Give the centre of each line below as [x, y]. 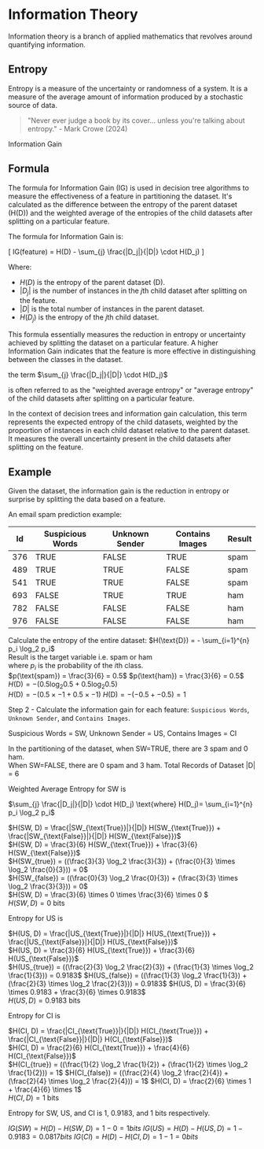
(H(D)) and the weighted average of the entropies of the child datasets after [130, 212]
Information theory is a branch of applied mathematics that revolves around [130, 36]
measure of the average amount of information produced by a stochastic [126, 97]
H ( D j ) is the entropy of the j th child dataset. [89, 318]
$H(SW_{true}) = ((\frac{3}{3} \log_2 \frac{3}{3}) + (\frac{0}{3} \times [122, 861]
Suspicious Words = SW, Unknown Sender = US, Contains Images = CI [123, 733]
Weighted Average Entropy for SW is [67, 789]
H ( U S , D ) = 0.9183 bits [44, 1000]
